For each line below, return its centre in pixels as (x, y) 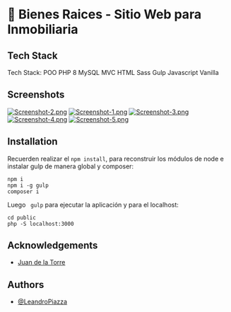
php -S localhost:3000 (41, 224)
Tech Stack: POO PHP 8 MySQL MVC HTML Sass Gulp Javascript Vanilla (113, 73)
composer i (23, 191)
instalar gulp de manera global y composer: (71, 166)
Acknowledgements (53, 246)
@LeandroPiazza (42, 302)
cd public (22, 218)
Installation (32, 142)
